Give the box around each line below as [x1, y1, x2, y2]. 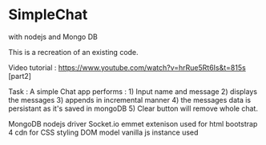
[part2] [8, 71, 32, 80]
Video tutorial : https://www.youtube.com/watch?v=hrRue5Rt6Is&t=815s [8, 62, 246, 72]
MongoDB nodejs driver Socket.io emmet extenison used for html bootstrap [8, 119, 258, 128]
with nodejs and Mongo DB [8, 32, 98, 41]
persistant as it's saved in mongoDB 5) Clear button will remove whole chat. [8, 104, 259, 113]
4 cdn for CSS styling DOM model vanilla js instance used [8, 127, 199, 137]
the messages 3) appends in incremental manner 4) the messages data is [8, 95, 252, 104]
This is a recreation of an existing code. [8, 47, 139, 57]
